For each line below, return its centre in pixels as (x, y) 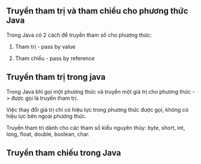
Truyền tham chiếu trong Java (64, 153)
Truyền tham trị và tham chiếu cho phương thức (97, 11)
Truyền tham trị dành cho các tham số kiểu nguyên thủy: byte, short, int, (96, 127)
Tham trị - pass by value (45, 46)
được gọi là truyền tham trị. (45, 98)
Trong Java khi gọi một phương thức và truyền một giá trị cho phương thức (99, 91)
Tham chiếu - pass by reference (55, 58)
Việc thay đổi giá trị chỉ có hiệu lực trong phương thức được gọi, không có (97, 109)
